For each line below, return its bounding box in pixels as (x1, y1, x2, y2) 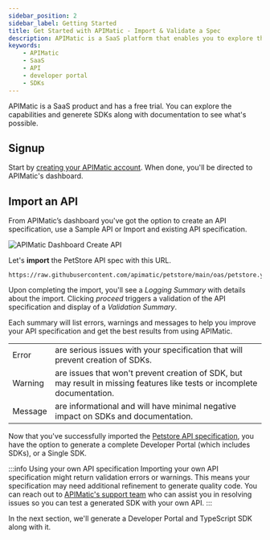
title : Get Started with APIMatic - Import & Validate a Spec (8, 27, 221, 35)
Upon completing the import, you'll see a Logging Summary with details (8, 285, 246, 295)
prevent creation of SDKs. (55, 354, 153, 366)
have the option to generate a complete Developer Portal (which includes (8, 440, 251, 450)
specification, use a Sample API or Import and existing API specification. (8, 224, 247, 234)
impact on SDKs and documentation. (55, 411, 194, 422)
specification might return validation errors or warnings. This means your (8, 472, 251, 482)
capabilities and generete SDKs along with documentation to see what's (8, 109, 247, 119)
